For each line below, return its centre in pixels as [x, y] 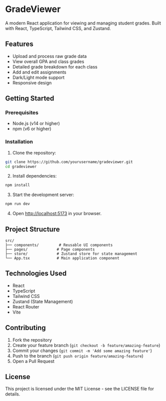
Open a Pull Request [33, 361]
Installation [19, 142]
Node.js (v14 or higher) [36, 123]
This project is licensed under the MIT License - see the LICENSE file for [79, 389]
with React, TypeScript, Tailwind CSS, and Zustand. [58, 28]
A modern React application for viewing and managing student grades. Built [83, 23]
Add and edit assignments [39, 72]
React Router [26, 306]
